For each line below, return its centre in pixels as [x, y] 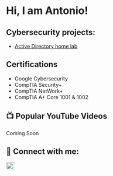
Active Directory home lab [46, 46]
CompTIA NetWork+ [39, 91]
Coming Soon [23, 133]
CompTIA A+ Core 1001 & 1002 [52, 97]
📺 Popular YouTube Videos [56, 116]
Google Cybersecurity [41, 78]
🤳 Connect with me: [42, 152]
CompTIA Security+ [38, 85]
